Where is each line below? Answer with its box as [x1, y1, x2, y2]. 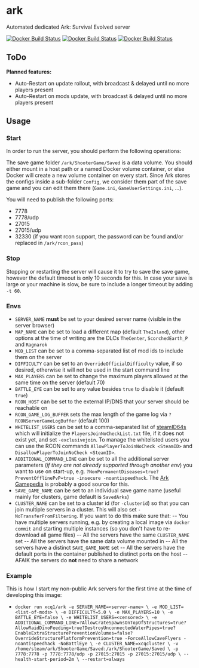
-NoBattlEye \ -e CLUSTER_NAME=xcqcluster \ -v [57, 641, 179, 647]
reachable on [14, 405, 48, 412]
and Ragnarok [14, 341, 48, 348]
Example [6, 571, 32, 580]
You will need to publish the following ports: [6, 196, 114, 203]
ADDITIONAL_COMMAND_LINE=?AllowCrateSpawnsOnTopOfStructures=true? [14, 620, 186, 626]
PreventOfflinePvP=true [14, 476, 75, 482]
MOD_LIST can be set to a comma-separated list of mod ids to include [14, 347, 183, 354]
